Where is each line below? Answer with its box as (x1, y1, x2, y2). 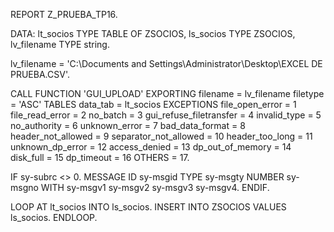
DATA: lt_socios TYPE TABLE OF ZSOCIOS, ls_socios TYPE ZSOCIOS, (10, 28, 296, 39)
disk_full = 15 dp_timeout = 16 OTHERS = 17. (10, 152, 190, 163)
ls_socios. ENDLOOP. (10, 212, 98, 223)
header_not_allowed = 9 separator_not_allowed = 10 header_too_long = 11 (10, 130, 313, 142)
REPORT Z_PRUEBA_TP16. (10, 9, 118, 20)
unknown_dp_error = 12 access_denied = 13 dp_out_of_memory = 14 (10, 141, 292, 153)
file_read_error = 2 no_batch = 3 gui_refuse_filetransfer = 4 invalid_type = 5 (10, 109, 322, 121)
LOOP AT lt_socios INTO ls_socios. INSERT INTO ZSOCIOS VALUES (10, 201, 287, 213)
